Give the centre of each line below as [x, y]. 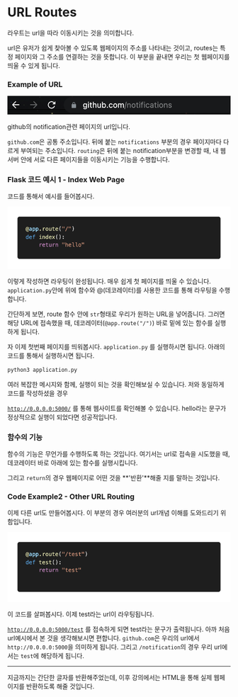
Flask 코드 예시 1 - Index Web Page [66, 179]
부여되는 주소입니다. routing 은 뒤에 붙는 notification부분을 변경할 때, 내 [119, 150]
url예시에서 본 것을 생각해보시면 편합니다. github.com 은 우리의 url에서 [103, 638]
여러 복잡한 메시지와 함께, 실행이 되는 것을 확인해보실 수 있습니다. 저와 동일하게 [116, 384]
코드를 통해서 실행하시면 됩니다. [51, 356]
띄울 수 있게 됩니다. [34, 65]
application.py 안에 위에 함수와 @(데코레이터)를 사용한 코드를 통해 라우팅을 [112, 290]
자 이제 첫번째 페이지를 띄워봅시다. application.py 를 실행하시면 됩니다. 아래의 [116, 346]
